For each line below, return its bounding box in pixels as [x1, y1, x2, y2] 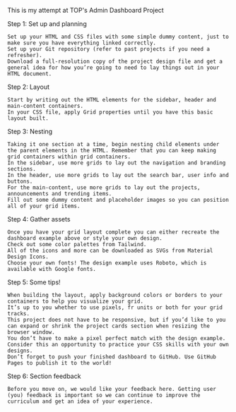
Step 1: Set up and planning [7, 20, 87, 28]
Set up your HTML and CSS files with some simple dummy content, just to [7, 33, 230, 40]
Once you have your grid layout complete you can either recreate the [7, 229, 220, 236]
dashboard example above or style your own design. [7, 235, 163, 242]
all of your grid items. [7, 202, 81, 210]
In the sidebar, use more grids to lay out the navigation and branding [7, 159, 226, 166]
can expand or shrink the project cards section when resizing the [7, 322, 211, 329]
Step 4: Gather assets [7, 215, 71, 223]
